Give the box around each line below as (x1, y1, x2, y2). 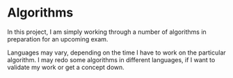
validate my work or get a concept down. (7, 63, 125, 71)
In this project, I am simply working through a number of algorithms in (7, 28, 207, 36)
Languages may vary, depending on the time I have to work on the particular (7, 48, 226, 57)
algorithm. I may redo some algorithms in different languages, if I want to (7, 55, 216, 64)
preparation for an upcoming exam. (7, 35, 109, 43)
